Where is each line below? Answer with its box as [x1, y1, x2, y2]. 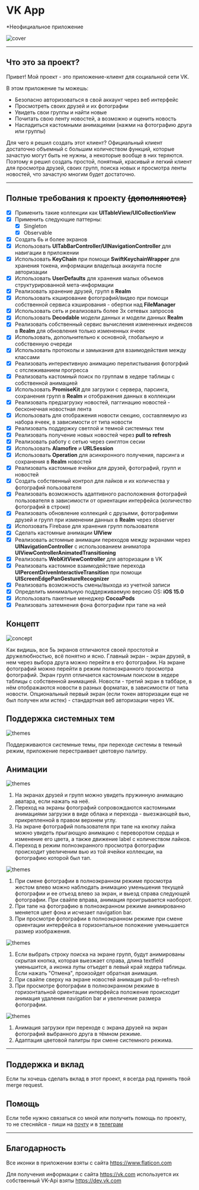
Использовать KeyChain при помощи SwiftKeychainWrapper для [14, 255, 180, 263]
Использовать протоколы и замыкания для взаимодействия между [14, 347, 187, 354]
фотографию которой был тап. [14, 855, 92, 862]
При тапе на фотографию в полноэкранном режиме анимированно [14, 903, 185, 910]
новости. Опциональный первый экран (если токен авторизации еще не [6, 690, 190, 697]
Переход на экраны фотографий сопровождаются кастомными [14, 804, 176, 811]
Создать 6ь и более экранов [14, 235, 88, 243]
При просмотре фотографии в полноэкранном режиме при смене [14, 915, 183, 922]
